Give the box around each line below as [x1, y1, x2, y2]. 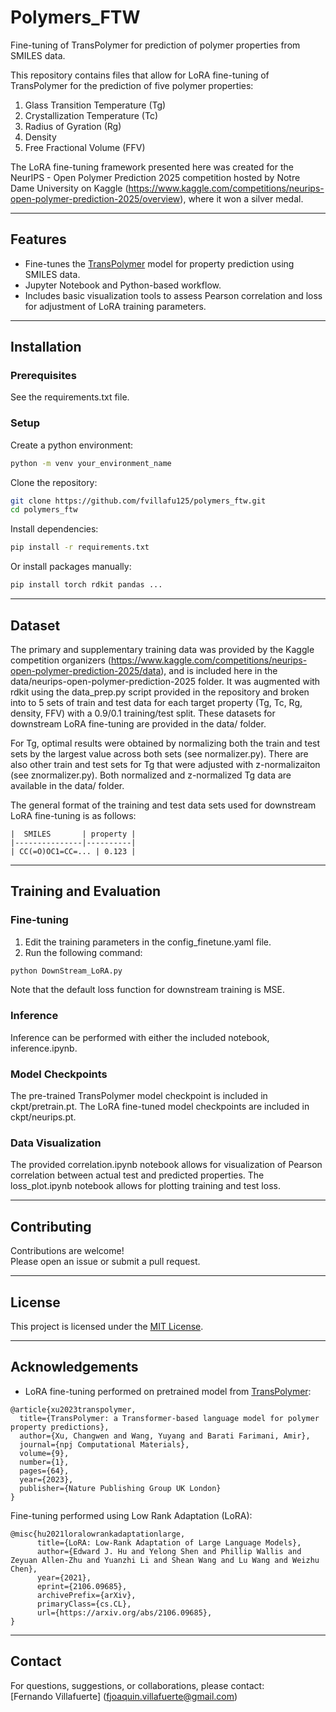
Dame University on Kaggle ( [10, 182, 129, 194]
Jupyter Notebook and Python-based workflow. [24, 279, 222, 291]
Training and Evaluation [10, 883, 162, 900]
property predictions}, [10, 1422, 110, 1432]
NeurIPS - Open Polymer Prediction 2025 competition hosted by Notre [10, 171, 301, 183]
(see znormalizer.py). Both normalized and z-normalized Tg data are [10, 769, 292, 781]
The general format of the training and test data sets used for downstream [10, 799, 317, 811]
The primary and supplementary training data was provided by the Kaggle [10, 643, 315, 655]
